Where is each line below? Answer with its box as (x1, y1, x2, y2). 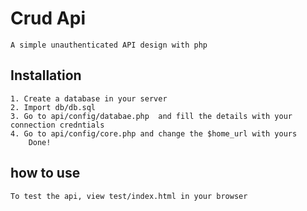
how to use (10, 165, 81, 182)
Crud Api (10, 7, 86, 30)
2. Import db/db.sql (10, 102, 97, 112)
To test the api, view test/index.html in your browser (10, 191, 248, 201)
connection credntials (10, 120, 105, 130)
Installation (10, 67, 82, 84)
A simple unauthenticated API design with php (10, 40, 208, 50)
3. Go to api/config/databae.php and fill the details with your (10, 111, 293, 121)
